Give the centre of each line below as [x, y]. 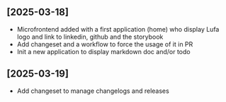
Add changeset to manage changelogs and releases [93, 91]
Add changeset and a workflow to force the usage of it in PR [105, 44]
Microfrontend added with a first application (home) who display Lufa [118, 29]
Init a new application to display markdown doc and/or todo [103, 51]
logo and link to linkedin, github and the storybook [90, 37]
